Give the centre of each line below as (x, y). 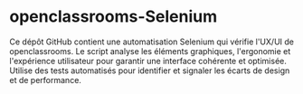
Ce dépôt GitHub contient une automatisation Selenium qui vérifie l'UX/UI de (151, 42)
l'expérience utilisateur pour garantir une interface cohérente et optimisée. (148, 61)
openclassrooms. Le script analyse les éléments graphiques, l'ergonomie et (150, 51)
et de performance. (45, 80)
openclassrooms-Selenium (114, 17)
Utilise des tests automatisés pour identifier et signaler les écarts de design (150, 70)
